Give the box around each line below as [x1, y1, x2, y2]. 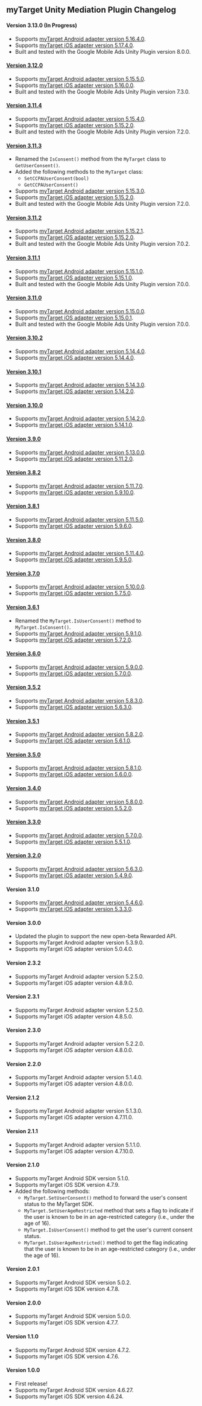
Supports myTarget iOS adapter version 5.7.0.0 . [14, 669, 133, 677]
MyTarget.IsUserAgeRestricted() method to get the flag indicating [24, 1239, 188, 1246]
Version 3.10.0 [6, 401, 43, 409]
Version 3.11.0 [6, 294, 42, 301]
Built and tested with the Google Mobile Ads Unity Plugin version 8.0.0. [14, 48, 191, 55]
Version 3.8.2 [6, 469, 41, 476]
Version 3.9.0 [6, 435, 41, 443]
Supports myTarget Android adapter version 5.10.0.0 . [14, 583, 146, 590]
